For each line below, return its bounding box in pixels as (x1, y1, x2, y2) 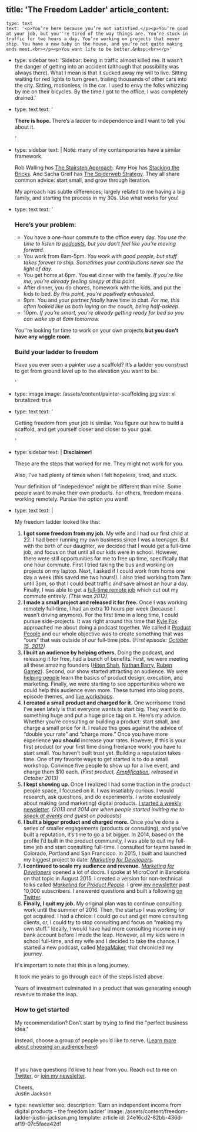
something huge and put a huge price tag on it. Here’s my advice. (23, 712, 182, 719)
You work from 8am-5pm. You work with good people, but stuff (23, 253, 178, 260)
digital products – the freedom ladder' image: (14, 1107, 125, 1115)
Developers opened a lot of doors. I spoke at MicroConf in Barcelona (23, 869, 190, 876)
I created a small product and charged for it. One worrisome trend (23, 699, 186, 706)
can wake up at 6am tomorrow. (23, 315, 100, 322)
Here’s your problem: (14, 220, 76, 229)
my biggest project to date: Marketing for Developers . (23, 856, 154, 863)
